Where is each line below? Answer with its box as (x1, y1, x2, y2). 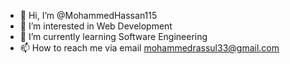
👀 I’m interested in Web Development (19, 20, 173, 32)
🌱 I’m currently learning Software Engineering (19, 31, 208, 42)
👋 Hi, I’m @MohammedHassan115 (19, 10, 158, 21)
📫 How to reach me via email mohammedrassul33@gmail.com (19, 42, 280, 54)
